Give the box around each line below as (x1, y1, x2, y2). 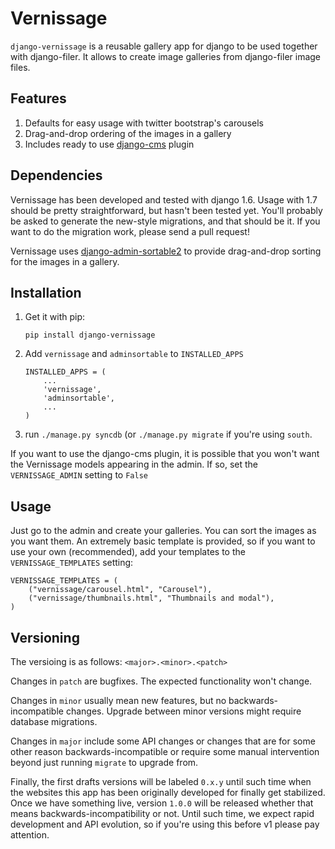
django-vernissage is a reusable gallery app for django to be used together (10, 40, 318, 52)
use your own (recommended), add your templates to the (10, 546, 246, 558)
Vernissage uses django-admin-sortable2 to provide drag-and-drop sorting (10, 245, 322, 257)
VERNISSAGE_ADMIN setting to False (10, 469, 148, 481)
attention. (10, 829, 50, 841)
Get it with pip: (24, 311, 86, 323)
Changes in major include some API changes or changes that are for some (10, 735, 316, 747)
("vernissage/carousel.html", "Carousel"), (28, 585, 213, 595)
